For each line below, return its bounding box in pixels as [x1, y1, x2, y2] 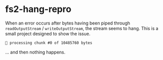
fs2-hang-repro [5, 3, 71, 15]
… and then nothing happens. [5, 49, 66, 55]
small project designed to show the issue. [5, 30, 91, 36]
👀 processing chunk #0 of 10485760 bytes [5, 40, 93, 45]
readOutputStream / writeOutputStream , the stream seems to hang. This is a [5, 25, 159, 31]
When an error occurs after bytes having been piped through [5, 20, 131, 26]
